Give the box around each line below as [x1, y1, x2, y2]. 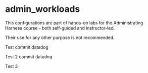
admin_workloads [5, 3, 80, 15]
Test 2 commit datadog [5, 53, 52, 60]
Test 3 [5, 63, 18, 69]
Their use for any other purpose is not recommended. [5, 35, 115, 40]
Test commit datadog [5, 44, 49, 50]
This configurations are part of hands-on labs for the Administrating [5, 20, 144, 26]
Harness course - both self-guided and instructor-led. [5, 25, 115, 31]
